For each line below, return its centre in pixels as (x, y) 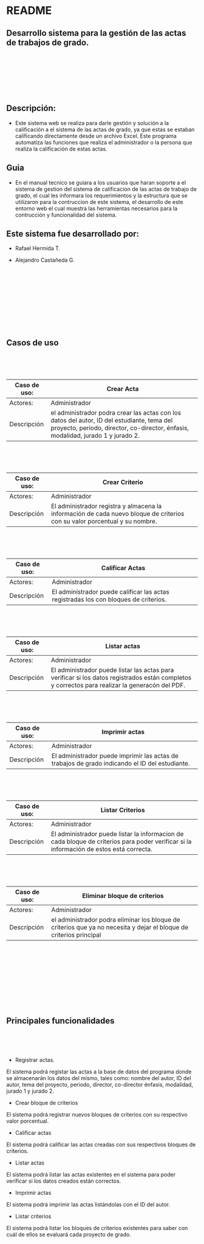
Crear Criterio (123, 482)
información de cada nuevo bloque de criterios (117, 514)
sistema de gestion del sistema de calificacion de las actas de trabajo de (106, 189)
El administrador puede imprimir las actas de (115, 756)
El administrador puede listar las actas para (112, 670)
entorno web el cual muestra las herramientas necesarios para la (96, 208)
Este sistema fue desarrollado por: (73, 234)
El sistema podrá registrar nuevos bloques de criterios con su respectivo (97, 1115)
